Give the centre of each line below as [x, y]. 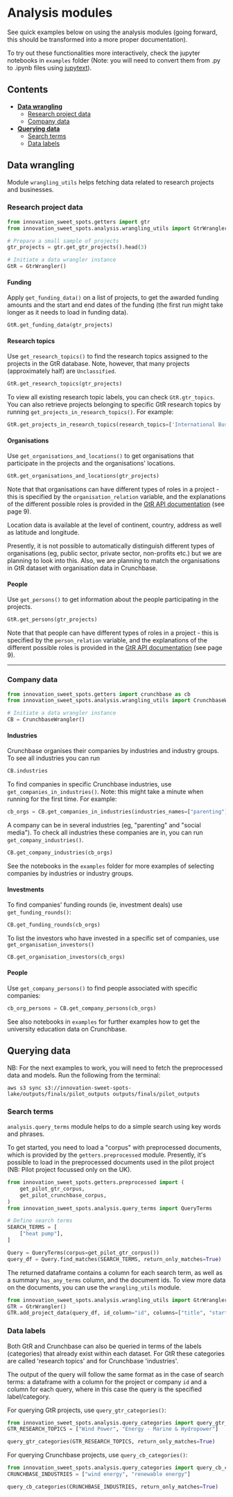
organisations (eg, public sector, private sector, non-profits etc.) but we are [114, 553]
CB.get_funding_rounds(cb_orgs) [54, 925]
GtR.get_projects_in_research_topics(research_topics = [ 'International [111, 425]
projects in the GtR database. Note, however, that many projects [98, 364]
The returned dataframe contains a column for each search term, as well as [115, 1272]
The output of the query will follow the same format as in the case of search [115, 1374]
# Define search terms [40, 1221]
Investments [26, 889]
